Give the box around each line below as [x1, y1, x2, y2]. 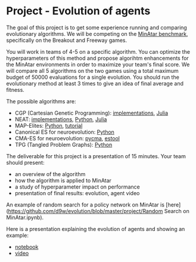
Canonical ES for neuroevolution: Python [14, 128, 115, 135]
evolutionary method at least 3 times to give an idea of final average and [6, 79, 183, 87]
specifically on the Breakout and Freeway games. [6, 36, 127, 44]
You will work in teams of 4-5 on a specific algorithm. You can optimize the [6, 48, 191, 55]
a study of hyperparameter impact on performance [14, 183, 140, 190]
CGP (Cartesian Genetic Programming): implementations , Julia [14, 109, 169, 116]
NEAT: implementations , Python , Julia [14, 115, 107, 123]
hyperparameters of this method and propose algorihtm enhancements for [6, 54, 189, 61]
